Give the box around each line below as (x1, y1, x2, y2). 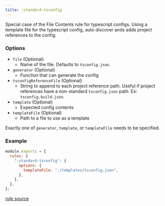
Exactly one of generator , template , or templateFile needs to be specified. (5, 125, 160, 131)
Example (5, 137, 27, 144)
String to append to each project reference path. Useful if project (20, 83, 155, 89)
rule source (5, 195, 29, 202)
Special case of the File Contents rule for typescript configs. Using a (5, 21, 148, 27)
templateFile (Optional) (12, 110, 62, 116)
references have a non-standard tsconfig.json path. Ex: (20, 88, 138, 94)
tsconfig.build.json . (20, 93, 65, 99)
